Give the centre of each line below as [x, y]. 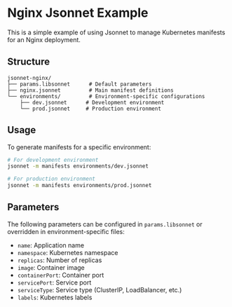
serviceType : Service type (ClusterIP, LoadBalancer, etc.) [100, 289]
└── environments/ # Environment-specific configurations [106, 96]
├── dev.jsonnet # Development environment [92, 102]
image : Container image [51, 267]
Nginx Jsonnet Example [78, 13]
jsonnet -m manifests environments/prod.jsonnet [80, 186]
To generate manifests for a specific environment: [79, 147]
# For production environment [52, 179]
